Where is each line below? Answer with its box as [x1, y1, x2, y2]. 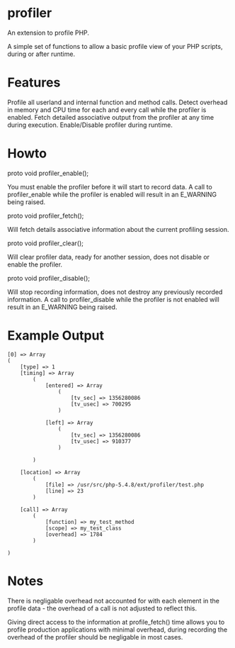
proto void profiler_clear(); [7, 239, 84, 247]
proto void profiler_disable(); [7, 274, 91, 282]
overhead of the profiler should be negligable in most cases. [7, 632, 183, 641]
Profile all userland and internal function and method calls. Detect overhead [7, 98, 228, 106]
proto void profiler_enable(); [7, 169, 89, 177]
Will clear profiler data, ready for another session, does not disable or [7, 252, 210, 261]
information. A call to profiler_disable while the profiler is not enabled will [7, 295, 219, 303]
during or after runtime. [7, 50, 76, 58]
